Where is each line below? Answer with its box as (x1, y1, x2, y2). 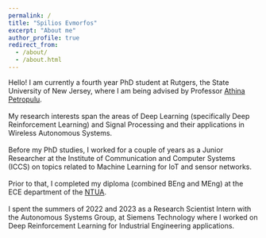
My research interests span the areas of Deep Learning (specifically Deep (8, 111, 250, 121)
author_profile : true (8, 33, 80, 42)
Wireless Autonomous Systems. (8, 128, 113, 137)
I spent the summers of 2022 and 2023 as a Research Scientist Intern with (8, 204, 252, 213)
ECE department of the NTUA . (8, 187, 107, 197)
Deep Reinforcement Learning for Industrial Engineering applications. (8, 221, 235, 230)
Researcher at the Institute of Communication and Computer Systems (8, 153, 236, 163)
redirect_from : (8, 41, 59, 49)
